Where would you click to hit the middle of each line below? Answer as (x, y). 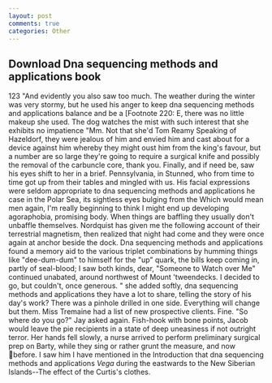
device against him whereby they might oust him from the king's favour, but (135, 148)
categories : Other (39, 31)
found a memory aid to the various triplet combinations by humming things (133, 252)
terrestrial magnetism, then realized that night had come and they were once (136, 234)
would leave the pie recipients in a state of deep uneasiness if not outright (132, 329)
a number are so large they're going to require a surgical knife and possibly (134, 157)
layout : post (30, 16)
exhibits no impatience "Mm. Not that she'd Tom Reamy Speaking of (123, 131)
